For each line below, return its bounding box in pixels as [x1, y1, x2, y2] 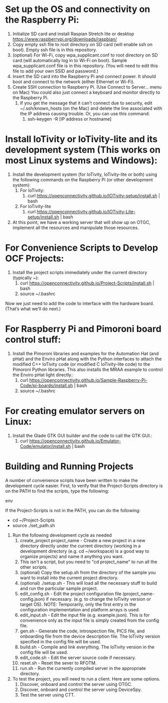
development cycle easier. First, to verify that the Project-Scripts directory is [5, 483, 163, 489]
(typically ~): [12, 275, 39, 281]
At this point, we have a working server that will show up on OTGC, [12, 219, 151, 225]
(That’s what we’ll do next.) [5, 306, 61, 312]
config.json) [20, 596, 45, 602]
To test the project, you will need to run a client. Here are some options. [12, 675, 160, 682]
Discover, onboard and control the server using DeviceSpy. [20, 686, 142, 692]
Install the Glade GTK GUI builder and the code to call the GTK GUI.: [12, 432, 152, 438]
